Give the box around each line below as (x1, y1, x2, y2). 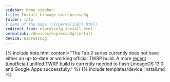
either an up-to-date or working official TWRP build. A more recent (5, 55, 146, 61)
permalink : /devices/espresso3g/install (5, 31, 93, 36)
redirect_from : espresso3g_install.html (5, 26, 93, 32)
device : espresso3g (5, 36, 47, 41)
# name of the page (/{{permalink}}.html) (5, 21, 98, 27)
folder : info (5, 17, 33, 22)
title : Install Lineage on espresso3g (5, 12, 88, 17)
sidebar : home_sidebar (5, 7, 54, 13)
